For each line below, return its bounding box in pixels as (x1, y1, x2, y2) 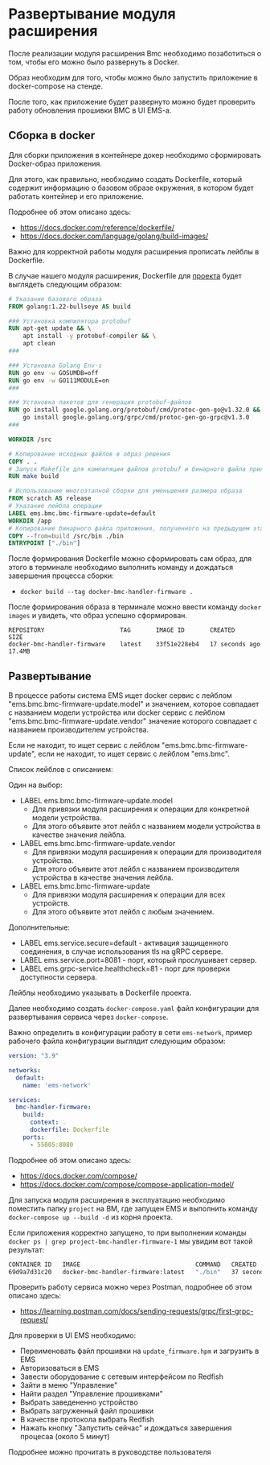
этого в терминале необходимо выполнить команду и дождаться (8, 563, 234, 572)
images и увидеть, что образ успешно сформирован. (8, 611, 187, 621)
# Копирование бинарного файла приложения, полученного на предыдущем (8, 524, 250, 532)
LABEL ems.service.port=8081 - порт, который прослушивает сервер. (19, 955, 257, 965)
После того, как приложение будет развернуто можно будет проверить (8, 97, 256, 106)
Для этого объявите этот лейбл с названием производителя (31, 865, 239, 874)
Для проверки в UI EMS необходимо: (8, 1331, 137, 1340)
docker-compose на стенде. (8, 81, 104, 91)
